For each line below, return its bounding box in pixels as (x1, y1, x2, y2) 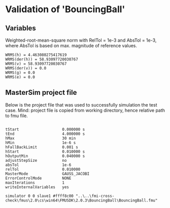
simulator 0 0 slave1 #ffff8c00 (5, 193, 74, 198)
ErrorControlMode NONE (5, 176, 72, 181)
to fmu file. (5, 113, 28, 119)
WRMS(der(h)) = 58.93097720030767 (5, 57, 79, 62)
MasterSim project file (5, 88, 77, 97)
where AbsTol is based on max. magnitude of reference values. (5, 43, 138, 49)
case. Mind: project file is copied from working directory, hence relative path (5, 107, 165, 113)
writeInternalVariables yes (5, 184, 70, 190)
